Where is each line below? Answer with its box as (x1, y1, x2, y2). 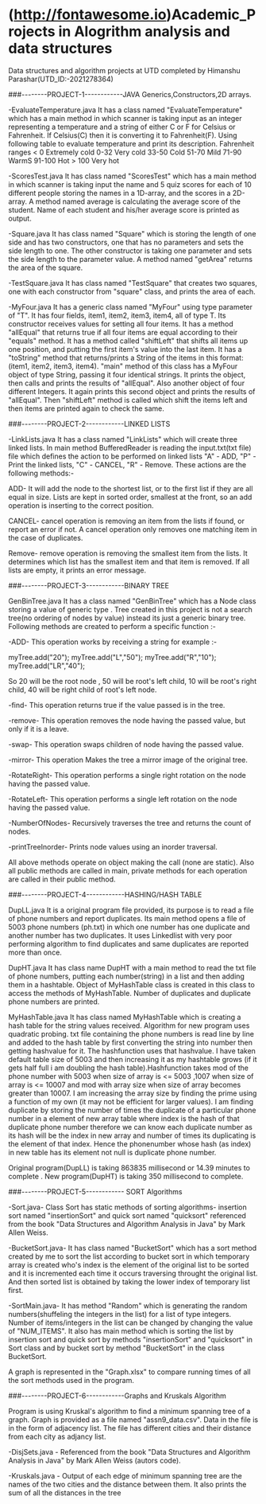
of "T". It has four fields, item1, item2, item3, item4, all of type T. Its (8, 311, 226, 320)
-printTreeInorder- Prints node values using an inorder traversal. (8, 842, 218, 851)
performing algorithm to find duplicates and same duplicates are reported (8, 939, 249, 948)
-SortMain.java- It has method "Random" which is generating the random (8, 1300, 248, 1311)
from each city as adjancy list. (8, 1432, 106, 1441)
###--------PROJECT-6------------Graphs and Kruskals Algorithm (8, 1391, 226, 1400)
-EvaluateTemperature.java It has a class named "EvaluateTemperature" (8, 105, 243, 115)
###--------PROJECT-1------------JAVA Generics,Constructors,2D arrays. (8, 89, 252, 99)
